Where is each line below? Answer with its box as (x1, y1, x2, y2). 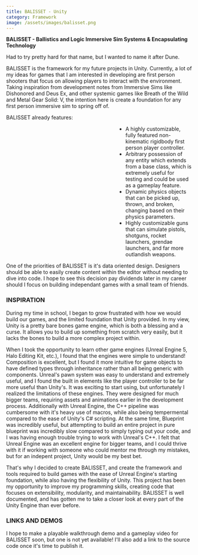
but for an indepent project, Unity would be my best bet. (6, 452, 143, 459)
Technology (6, 42, 37, 49)
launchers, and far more (126, 244, 184, 252)
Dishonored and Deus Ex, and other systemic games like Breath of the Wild (6, 90, 189, 97)
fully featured (126, 132, 158, 139)
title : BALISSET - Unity (6, 8, 67, 15)
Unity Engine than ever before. (6, 501, 81, 508)
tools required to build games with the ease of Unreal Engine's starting (6, 470, 177, 477)
